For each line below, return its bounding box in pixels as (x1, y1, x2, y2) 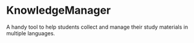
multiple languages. (6, 29, 56, 36)
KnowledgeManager (6, 4, 111, 17)
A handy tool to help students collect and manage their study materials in (6, 23, 189, 30)
